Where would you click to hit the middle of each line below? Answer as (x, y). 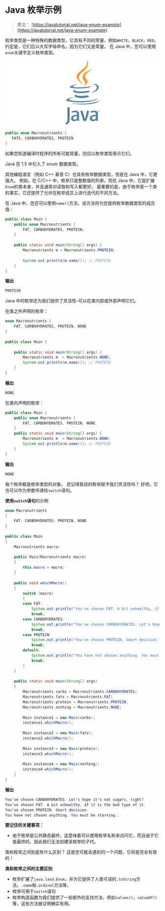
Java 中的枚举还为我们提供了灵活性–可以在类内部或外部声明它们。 (72, 301)
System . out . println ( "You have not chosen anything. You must (95, 656)
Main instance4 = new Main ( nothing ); (61, 764)
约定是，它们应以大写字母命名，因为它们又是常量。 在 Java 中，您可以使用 (81, 46)
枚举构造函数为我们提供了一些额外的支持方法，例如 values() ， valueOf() (85, 898)
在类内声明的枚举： (25, 402)
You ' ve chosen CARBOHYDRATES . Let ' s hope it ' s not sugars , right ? (74, 800)
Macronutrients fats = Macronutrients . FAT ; (68, 697)
